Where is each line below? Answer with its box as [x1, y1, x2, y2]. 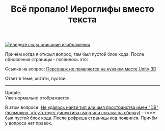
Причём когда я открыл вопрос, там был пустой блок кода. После [5, 51, 144, 57]
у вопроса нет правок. [5, 120, 53, 126]
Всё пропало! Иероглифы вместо [10, 3, 155, 15]
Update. [5, 90, 22, 96]
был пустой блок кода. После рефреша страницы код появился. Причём [5, 115, 158, 121]
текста [68, 14, 97, 25]
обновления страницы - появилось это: [5, 57, 88, 63]
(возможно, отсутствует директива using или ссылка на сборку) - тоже [5, 110, 156, 116]
